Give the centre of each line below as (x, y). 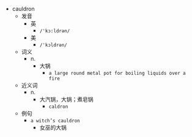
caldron (58, 107)
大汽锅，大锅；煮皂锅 (66, 99)
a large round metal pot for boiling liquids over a (117, 73)
